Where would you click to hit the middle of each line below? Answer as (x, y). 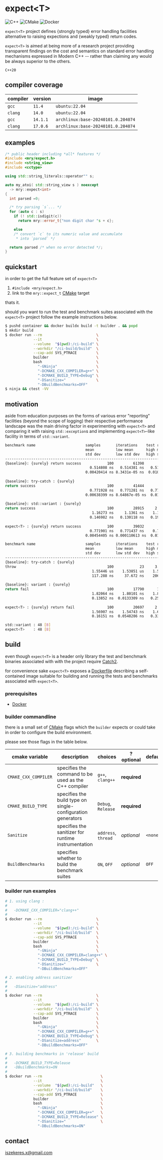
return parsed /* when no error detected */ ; (56, 247)
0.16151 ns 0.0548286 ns (118, 616)
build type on (72, 800)
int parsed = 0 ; (25, 199)
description (75, 757)
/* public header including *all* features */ (53, 154)
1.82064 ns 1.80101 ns (118, 594)
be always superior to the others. (38, 61)
